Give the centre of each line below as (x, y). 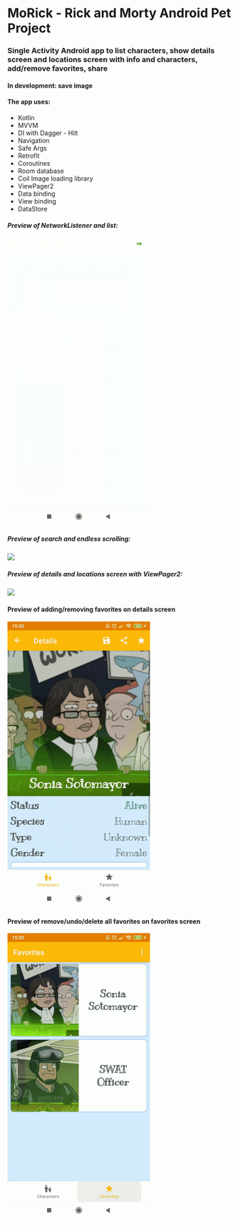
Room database (41, 171)
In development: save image (50, 85)
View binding (37, 201)
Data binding (36, 194)
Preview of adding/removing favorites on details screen (92, 609)
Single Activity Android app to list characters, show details (111, 51)
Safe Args (32, 148)
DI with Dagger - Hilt (48, 133)
